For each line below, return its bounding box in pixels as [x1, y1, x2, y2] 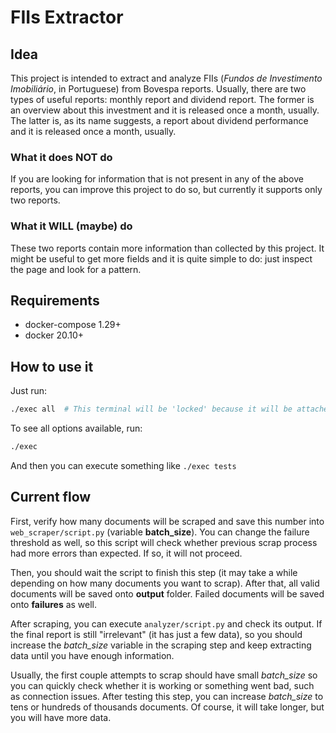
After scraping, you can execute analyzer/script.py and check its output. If [10, 617, 323, 630]
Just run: [10, 385, 48, 397]
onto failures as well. [10, 598, 98, 610]
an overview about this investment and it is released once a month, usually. [10, 104, 320, 116]
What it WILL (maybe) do [10, 219, 133, 233]
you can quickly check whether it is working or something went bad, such [10, 679, 315, 691]
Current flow [10, 489, 92, 506]
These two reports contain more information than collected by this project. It [10, 242, 325, 254]
